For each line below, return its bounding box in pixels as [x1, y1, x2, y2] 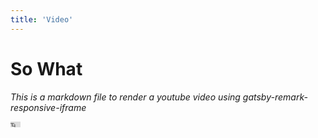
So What [10, 57, 83, 80]
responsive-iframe [10, 101, 87, 113]
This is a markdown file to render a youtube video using [10, 91, 241, 103]
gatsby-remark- [242, 91, 308, 103]
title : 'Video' [10, 14, 74, 25]
